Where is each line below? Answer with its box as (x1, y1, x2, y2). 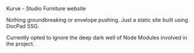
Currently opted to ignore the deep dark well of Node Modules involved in (6, 34, 187, 41)
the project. (6, 41, 35, 47)
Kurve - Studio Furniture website (6, 5, 87, 12)
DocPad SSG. (6, 23, 40, 29)
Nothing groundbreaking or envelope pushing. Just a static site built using (6, 16, 188, 23)
